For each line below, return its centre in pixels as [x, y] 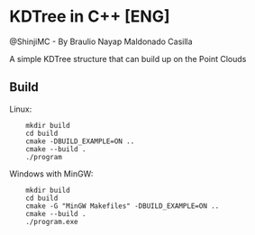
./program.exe [52, 221]
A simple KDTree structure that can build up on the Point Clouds [128, 59]
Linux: [21, 109]
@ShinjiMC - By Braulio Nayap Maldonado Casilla [101, 41]
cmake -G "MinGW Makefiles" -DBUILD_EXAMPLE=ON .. [123, 206]
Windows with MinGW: [51, 174]
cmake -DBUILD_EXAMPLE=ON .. [80, 141]
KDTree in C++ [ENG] [90, 17]
